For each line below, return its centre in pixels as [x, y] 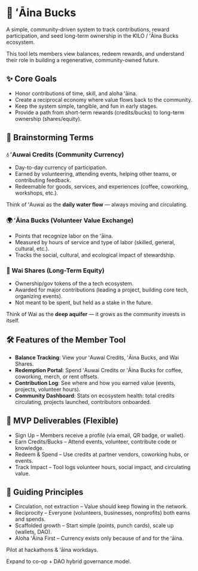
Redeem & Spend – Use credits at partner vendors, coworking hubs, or [102, 454]
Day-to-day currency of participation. [61, 168]
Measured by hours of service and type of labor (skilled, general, [95, 242]
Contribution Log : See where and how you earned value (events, [95, 382]
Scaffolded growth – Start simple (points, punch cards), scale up [94, 526]
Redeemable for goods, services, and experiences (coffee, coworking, [102, 187]
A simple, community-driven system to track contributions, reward [88, 29]
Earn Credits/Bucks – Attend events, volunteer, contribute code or [96, 441]
